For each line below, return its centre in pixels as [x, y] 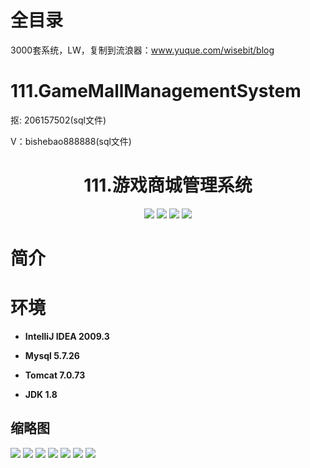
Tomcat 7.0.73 [55, 375]
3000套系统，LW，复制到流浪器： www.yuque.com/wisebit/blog [142, 50]
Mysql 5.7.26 [52, 355]
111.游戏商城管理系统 [168, 185]
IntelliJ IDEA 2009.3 [67, 336]
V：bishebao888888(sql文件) [71, 141]
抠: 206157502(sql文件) [58, 120]
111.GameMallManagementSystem [156, 91]
